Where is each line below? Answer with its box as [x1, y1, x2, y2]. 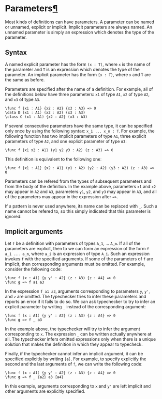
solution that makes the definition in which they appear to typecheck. [5, 341, 143, 347]
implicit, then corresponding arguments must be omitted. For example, [5, 261, 145, 267]
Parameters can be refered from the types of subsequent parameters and [5, 178, 151, 184]
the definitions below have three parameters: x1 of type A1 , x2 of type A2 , [5, 91, 150, 97]
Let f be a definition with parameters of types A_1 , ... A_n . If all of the [5, 240, 141, 246]
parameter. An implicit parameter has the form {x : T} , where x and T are [5, 71, 151, 78]
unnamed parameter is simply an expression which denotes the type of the [5, 29, 154, 35]
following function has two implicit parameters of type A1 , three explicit [5, 133, 147, 139]
